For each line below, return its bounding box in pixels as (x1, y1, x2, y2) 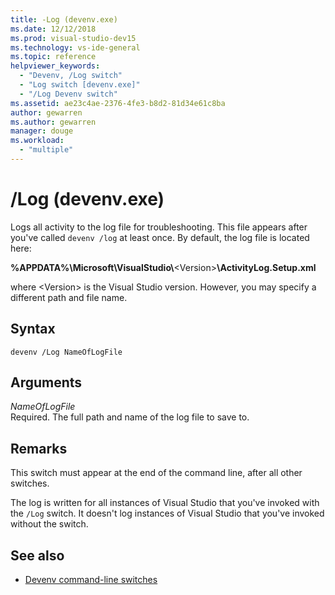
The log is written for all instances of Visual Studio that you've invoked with (10, 497, 320, 509)
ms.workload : (10, 136, 65, 146)
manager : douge (10, 126, 74, 136)
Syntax (10, 321, 56, 338)
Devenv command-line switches (24, 574, 158, 586)
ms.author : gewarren (10, 117, 97, 127)
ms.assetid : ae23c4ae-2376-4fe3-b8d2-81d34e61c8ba (10, 98, 226, 108)
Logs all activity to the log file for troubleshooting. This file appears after (10, 221, 308, 233)
